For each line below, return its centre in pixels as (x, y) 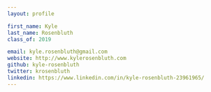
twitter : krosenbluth (39, 71)
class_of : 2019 (29, 39)
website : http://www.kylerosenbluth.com (67, 59)
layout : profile (31, 14)
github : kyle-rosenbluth (43, 65)
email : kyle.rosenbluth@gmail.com (58, 52)
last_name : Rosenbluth (40, 33)
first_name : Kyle (32, 26)
